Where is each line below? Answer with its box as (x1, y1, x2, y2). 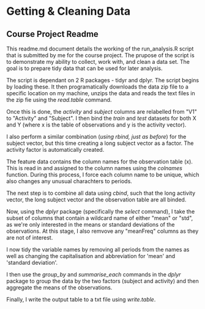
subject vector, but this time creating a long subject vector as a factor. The (6, 139, 194, 147)
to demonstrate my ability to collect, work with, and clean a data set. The (6, 58, 190, 65)
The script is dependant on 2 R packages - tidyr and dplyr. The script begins (6, 77, 199, 84)
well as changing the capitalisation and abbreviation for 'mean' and (6, 252, 176, 259)
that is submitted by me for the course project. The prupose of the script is (6, 52, 195, 59)
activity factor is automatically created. (6, 146, 105, 153)
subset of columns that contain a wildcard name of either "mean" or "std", (6, 214, 193, 222)
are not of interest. (6, 234, 53, 241)
